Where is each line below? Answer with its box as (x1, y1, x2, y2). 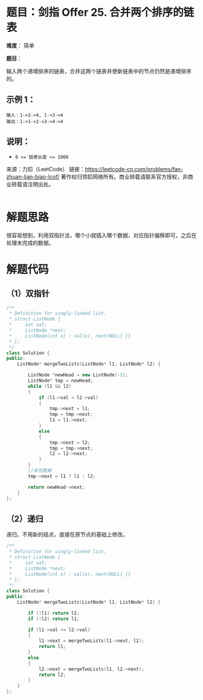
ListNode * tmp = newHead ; (28, 378, 94, 384)
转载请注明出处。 (11, 180, 54, 188)
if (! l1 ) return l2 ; (28, 610, 80, 616)
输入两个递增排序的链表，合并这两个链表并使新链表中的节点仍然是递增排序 (6, 67, 192, 74)
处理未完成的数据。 (6, 239, 54, 246)
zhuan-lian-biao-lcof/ (6, 173, 60, 180)
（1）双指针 (6, 289, 50, 299)
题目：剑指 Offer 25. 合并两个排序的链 (6, 5, 195, 19)
